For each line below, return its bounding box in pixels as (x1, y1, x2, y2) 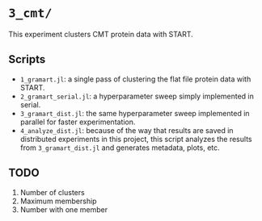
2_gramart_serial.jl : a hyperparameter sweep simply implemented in (19, 91, 255, 101)
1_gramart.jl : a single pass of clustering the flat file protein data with (19, 74, 251, 84)
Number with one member (19, 204, 108, 215)
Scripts (8, 52, 46, 66)
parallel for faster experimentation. (19, 117, 136, 127)
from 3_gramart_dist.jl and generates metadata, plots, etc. (19, 143, 220, 152)
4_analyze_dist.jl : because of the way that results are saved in (19, 125, 234, 135)
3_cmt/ (8, 6, 53, 21)
